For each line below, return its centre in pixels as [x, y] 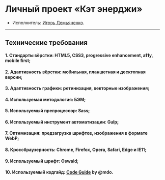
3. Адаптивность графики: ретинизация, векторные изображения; [77, 88]
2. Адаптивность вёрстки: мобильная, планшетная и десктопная [75, 72]
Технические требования [46, 43]
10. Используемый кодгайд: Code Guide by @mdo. [59, 172]
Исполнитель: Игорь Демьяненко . [48, 23]
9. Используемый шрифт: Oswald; [42, 161]
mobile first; [18, 60]
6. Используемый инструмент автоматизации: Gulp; [62, 122]
